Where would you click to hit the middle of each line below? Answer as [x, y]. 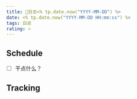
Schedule [25, 53]
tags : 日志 [19, 23]
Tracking [23, 88]
